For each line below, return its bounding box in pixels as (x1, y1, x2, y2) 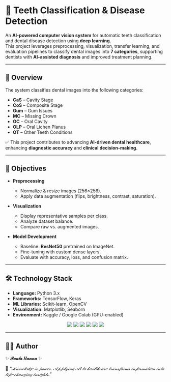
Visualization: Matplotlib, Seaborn (12, 306, 85, 312)
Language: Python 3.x (12, 290, 60, 297)
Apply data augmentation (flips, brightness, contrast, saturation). (20, 193, 156, 199)
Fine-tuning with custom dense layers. (20, 249, 101, 255)
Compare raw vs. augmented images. (20, 223, 99, 229)
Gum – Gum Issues (12, 107, 52, 113)
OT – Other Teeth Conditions (12, 129, 73, 135)
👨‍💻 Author (5, 342, 39, 350)
